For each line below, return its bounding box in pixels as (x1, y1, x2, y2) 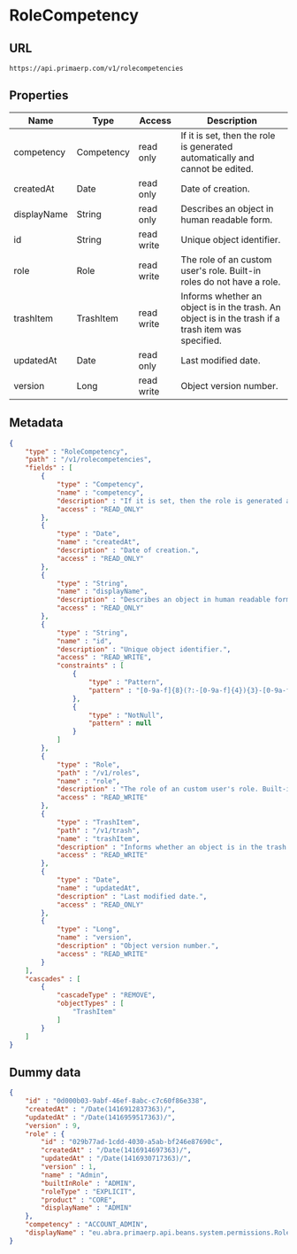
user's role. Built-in (180, 264, 262, 277)
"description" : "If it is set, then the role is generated (56, 496, 283, 505)
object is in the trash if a (180, 312, 280, 324)
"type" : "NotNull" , (88, 711, 164, 720)
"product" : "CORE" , (41, 1196, 117, 1204)
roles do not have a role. (180, 276, 281, 288)
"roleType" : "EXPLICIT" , (41, 1187, 137, 1196)
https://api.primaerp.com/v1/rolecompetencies (9, 64, 184, 73)
